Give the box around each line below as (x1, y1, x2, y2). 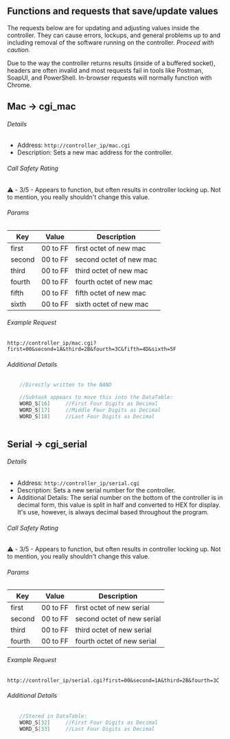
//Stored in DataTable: (19, 712, 88, 720)
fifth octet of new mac (75, 288, 146, 297)
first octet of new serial (75, 603, 150, 613)
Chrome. (7, 80, 32, 89)
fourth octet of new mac (75, 277, 153, 286)
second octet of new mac (75, 254, 158, 264)
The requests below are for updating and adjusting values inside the (7, 23, 200, 32)
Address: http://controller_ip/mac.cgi (16, 141, 131, 150)
